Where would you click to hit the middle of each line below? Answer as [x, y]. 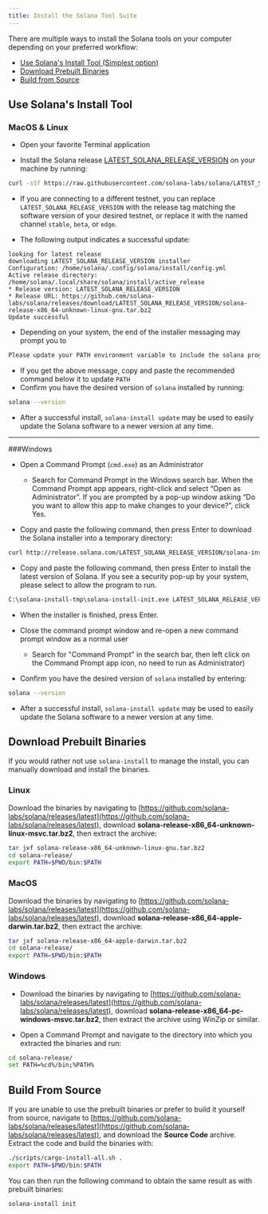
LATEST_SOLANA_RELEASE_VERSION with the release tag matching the [128, 207]
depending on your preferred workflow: [73, 47]
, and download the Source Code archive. [168, 1135]
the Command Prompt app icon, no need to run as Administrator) [138, 663]
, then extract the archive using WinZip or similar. [179, 1019]
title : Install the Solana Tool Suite [73, 16]
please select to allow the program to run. [88, 585]
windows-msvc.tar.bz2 [59, 1019]
